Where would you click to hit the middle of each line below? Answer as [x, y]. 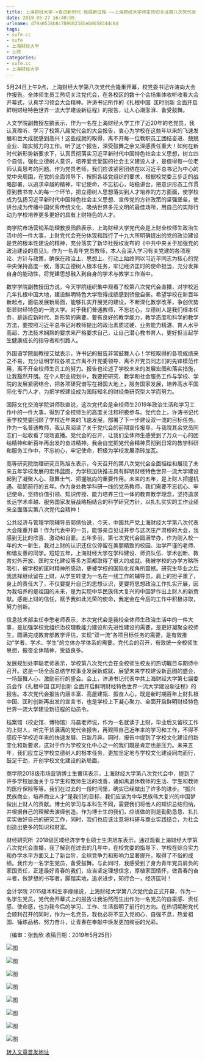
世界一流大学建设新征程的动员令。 [49, 709]
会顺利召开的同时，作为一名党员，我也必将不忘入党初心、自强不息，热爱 [97, 914]
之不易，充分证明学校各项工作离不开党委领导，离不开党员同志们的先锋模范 [100, 361]
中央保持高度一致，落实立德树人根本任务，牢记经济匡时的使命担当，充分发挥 [103, 266]
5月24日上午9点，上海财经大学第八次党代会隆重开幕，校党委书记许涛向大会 [101, 87]
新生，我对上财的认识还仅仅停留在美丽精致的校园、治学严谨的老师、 [113, 545]
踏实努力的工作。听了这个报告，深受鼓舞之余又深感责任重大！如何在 [108, 146]
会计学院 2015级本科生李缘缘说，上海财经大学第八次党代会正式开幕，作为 [99, 891]
